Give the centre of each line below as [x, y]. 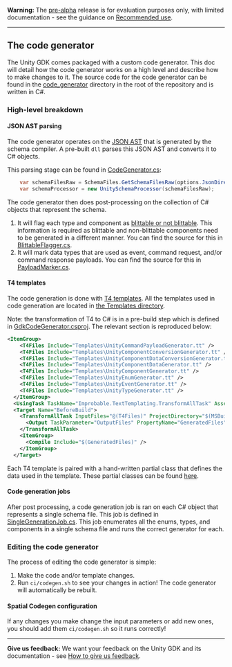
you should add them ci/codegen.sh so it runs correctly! [87, 629]
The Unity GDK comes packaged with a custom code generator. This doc [111, 62]
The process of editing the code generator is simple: [82, 562]
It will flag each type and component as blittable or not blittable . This [115, 223]
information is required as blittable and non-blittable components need [118, 230]
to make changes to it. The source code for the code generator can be [107, 77]
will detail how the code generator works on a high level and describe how [113, 69]
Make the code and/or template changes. [76, 576]
